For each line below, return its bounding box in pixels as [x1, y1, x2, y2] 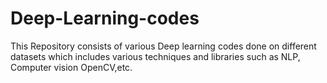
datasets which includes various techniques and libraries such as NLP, [10, 50, 301, 62]
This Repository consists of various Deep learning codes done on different [10, 40, 317, 52]
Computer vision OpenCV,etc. [10, 61, 133, 73]
